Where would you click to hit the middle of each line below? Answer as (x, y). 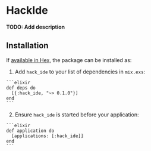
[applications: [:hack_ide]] (48, 136)
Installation (27, 46)
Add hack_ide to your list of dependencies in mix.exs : (80, 72)
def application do (30, 131)
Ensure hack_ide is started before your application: (77, 115)
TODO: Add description (36, 27)
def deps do (21, 88)
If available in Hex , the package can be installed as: (69, 60)
